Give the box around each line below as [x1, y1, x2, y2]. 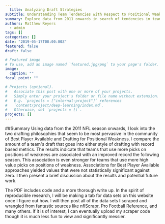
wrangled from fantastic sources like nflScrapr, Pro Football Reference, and [5, 203, 157, 209]
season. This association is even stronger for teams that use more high [5, 157, 149, 162]
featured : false [5, 44, 38, 49]
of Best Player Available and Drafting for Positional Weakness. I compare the [5, 136, 160, 142]
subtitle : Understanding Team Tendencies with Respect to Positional [5, 12, 151, 17]
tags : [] [5, 30, 23, 35]
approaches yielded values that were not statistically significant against [5, 167, 150, 173]
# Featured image [5, 57, 41, 62]
